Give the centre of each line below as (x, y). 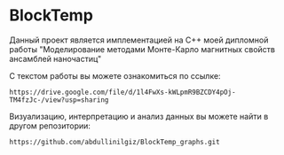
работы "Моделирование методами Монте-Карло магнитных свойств (142, 49)
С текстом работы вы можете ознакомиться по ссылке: (115, 75)
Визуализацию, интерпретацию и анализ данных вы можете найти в (139, 116)
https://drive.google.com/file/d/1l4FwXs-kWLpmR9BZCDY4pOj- (123, 92)
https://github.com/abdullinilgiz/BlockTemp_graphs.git (114, 142)
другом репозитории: (50, 126)
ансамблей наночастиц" (55, 58)
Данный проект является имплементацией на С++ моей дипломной (139, 40)
